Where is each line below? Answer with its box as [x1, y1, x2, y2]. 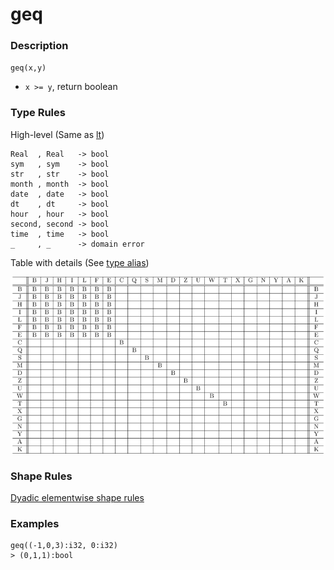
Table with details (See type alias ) [10, 256, 150, 268]
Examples [10, 517, 60, 531]
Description [10, 39, 69, 53]
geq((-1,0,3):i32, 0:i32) [10, 541, 118, 551]
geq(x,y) [10, 63, 47, 73]
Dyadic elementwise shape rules [10, 492, 145, 504]
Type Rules [10, 106, 66, 120]
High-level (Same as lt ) [10, 128, 105, 140]
